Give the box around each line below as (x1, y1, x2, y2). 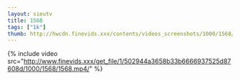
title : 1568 (7, 17, 43, 24)
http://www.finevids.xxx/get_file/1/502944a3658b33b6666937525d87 (24, 57, 231, 66)
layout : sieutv (7, 10, 53, 18)
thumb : (7, 30, 27, 38)
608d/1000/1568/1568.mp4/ (7, 64, 90, 73)
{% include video (7, 50, 59, 58)
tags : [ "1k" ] (7, 23, 46, 30)
